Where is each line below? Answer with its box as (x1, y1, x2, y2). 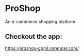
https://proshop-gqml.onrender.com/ (5, 45, 79, 51)
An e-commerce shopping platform (5, 19, 76, 24)
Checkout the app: (5, 33, 62, 41)
